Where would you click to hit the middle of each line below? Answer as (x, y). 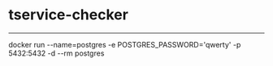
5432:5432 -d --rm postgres (56, 53)
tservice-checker (68, 15)
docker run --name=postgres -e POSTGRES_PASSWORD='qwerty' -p (125, 44)
